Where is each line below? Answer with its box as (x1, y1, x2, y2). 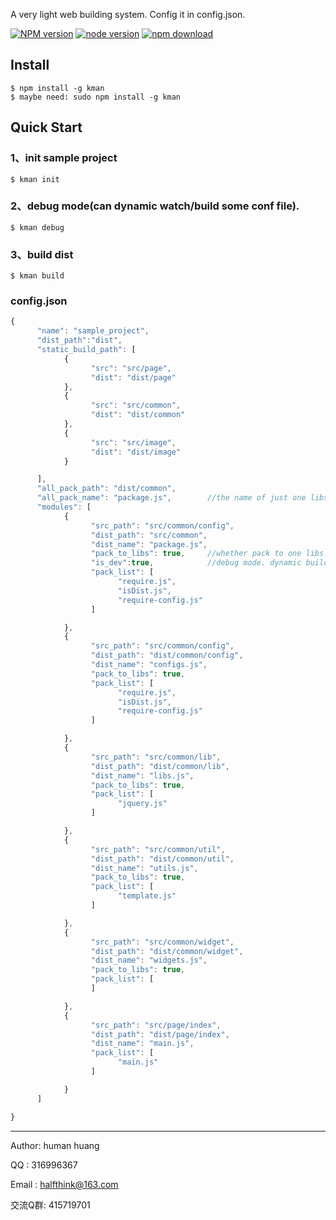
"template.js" (117, 891, 177, 901)
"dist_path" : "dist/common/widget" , (90, 946, 244, 956)
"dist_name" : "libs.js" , (90, 770, 195, 781)
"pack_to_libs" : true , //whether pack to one (90, 549, 302, 559)
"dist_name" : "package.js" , (90, 539, 208, 549)
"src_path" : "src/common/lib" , (90, 752, 222, 762)
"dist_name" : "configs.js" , (90, 660, 208, 670)
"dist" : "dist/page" (90, 372, 177, 383)
